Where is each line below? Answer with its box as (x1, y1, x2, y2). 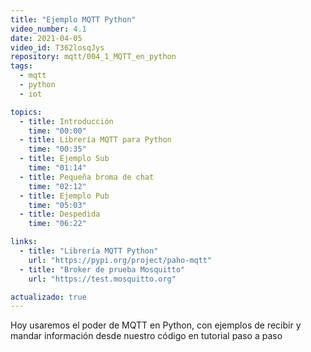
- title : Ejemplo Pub (19, 191, 110, 201)
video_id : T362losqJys (10, 42, 105, 53)
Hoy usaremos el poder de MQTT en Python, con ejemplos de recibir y (10, 319, 302, 331)
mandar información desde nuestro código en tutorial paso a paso (10, 330, 283, 342)
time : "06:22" (28, 219, 87, 229)
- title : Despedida (19, 209, 101, 220)
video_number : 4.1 (10, 24, 87, 34)
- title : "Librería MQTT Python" (19, 246, 159, 256)
